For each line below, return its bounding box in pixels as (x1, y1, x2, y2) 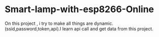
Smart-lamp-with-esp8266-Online (5, 4, 154, 15)
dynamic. (94, 20, 113, 26)
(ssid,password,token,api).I (5, 25, 61, 31)
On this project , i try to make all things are (5, 20, 93, 26)
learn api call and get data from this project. (62, 25, 153, 31)
